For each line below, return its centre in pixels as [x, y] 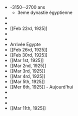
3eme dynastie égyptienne [45, 12]
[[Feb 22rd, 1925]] [28, 28]
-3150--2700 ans [27, 7]
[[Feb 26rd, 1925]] [28, 50]
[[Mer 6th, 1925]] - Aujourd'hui [41, 87]
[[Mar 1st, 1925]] [27, 60]
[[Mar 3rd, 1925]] [27, 71]
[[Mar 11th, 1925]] [28, 108]
